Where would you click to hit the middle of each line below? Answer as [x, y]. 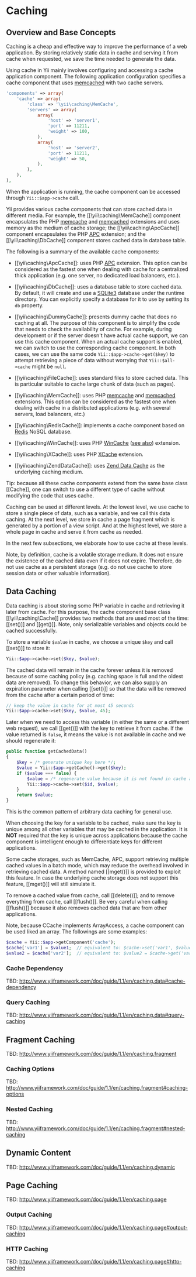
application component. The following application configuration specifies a [96, 76]
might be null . [49, 366]
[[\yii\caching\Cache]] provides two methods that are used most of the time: [97, 618]
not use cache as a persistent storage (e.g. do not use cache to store [89, 567]
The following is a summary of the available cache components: [83, 251]
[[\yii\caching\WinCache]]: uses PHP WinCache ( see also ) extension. [97, 442]
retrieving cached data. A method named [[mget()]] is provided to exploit [93, 872]
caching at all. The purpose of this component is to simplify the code [97, 322]
